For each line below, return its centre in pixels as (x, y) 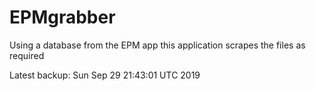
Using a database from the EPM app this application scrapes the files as (157, 45)
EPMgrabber (62, 17)
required (27, 55)
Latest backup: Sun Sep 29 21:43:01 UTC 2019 (105, 75)
